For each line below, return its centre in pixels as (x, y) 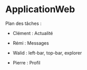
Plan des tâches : (24, 23)
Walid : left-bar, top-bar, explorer (47, 53)
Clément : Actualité (33, 33)
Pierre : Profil (27, 62)
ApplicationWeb (40, 9)
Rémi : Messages (31, 43)
